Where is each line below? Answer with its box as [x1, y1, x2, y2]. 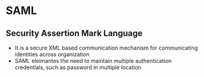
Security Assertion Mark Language [6, 28, 143, 38]
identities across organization [14, 51, 90, 58]
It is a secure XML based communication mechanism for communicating [14, 44, 198, 51]
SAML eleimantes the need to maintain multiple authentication [14, 57, 172, 64]
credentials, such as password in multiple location [14, 64, 142, 71]
